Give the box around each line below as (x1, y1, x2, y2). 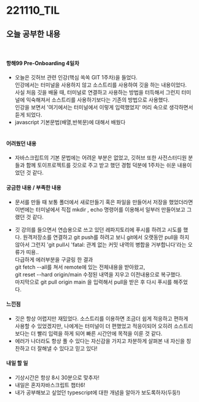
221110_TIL (6, 4, 60, 17)
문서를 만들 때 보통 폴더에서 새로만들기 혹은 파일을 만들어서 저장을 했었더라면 (14, 198, 194, 205)
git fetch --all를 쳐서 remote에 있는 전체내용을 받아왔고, (14, 263, 145, 271)
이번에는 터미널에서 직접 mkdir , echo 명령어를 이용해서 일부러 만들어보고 (14, 205, 186, 213)
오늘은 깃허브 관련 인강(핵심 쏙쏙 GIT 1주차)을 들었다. (14, 74, 138, 81)
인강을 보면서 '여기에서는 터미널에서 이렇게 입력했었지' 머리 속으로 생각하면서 (14, 104, 194, 111)
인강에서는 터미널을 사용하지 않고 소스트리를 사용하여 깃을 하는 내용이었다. (14, 81, 187, 88)
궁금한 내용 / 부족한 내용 (6, 184, 61, 191)
